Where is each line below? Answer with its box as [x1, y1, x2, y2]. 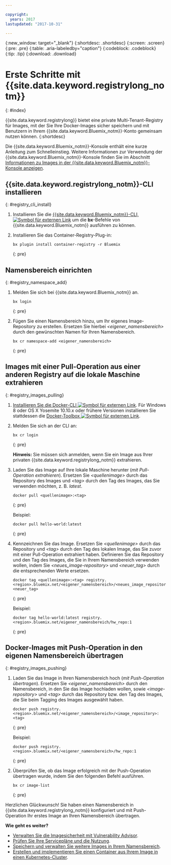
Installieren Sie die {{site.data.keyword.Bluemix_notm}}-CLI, [12, 212, 139, 218]
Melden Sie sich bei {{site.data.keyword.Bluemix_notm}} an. [12, 289, 139, 295]
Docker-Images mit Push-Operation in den [5, 643, 143, 652]
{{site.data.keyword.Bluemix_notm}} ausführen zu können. [12, 222, 136, 228]
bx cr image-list [12, 783, 50, 788]
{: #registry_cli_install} [5, 201, 52, 207]
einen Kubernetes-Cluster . [12, 854, 68, 860]
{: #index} [5, 107, 27, 113]
